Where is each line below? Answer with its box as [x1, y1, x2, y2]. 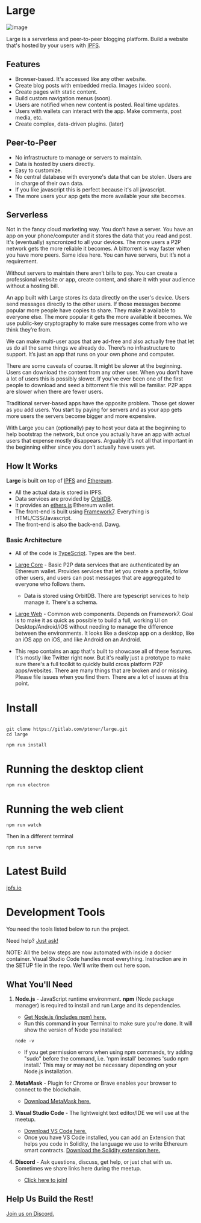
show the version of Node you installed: [23, 1026, 123, 1033]
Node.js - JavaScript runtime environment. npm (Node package [14, 995, 175, 1003]
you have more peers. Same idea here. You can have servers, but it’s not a [6, 251, 191, 258]
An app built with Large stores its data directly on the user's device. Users [6, 294, 190, 301]
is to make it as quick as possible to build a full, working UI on [14, 617, 168, 624]
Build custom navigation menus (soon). [14, 94, 113, 101]
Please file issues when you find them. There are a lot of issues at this [14, 673, 188, 681]
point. [14, 680, 30, 687]
